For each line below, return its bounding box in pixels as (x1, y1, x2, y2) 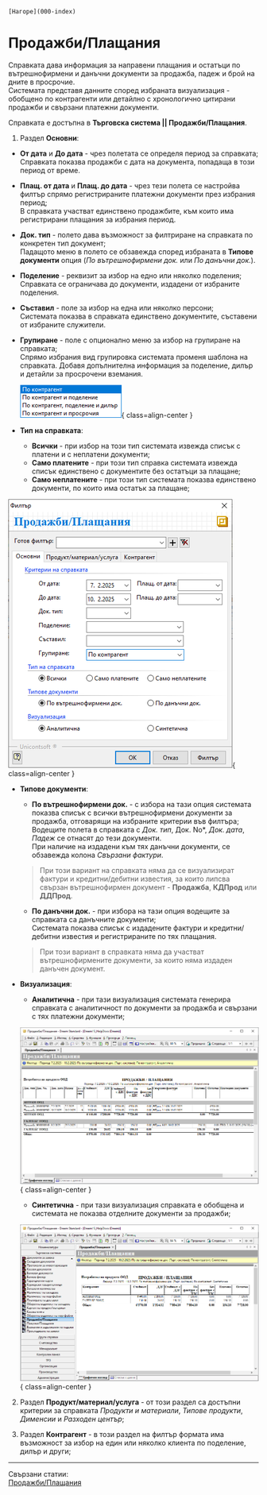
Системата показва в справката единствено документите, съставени (19, 311, 257, 321)
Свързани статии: (8, 1469, 69, 1478)
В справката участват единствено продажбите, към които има (19, 206, 234, 215)
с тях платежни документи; (31, 1011, 126, 1021)
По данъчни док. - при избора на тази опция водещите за (31, 906, 230, 916)
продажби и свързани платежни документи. (8, 102, 159, 112)
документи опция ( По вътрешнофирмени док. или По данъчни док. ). (19, 255, 256, 265)
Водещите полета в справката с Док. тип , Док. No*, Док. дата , (31, 825, 245, 834)
